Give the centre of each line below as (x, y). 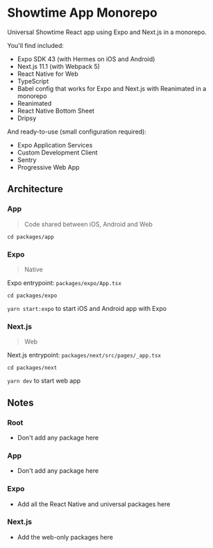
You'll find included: (36, 45)
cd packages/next (32, 368)
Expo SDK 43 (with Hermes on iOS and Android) (86, 59)
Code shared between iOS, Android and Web (88, 224)
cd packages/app (31, 237)
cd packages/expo (32, 296)
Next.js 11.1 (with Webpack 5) (59, 66)
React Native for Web (48, 74)
